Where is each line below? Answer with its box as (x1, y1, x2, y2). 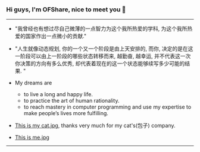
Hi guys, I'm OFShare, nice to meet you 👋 (6, 5, 126, 14)
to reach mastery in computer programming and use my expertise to (23, 103, 192, 110)
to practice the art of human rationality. (23, 97, 120, 104)
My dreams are (14, 80, 52, 87)
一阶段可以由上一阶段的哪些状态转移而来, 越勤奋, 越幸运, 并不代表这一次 (14, 53, 191, 60)
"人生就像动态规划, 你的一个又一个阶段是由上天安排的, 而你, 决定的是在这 (14, 45, 193, 52)
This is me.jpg (14, 134, 49, 141)
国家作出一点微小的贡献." (25, 33, 87, 40)
